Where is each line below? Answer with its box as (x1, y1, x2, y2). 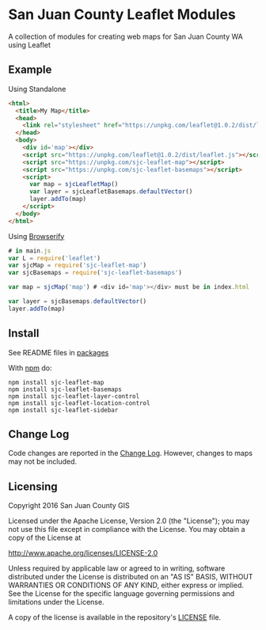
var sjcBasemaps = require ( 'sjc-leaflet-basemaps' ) (8, 269, 182, 277)
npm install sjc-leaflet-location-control (8, 399, 150, 407)
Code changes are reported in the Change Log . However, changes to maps (8, 449, 253, 458)
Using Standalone (8, 84, 66, 93)
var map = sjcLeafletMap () (28, 180, 119, 188)
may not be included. (8, 457, 78, 466)
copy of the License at (8, 533, 82, 543)
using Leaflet (8, 40, 51, 49)
